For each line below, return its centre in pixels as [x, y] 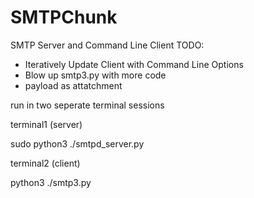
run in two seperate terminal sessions [87, 105]
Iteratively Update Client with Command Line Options [134, 64]
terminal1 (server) [46, 124]
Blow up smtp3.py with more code [95, 75]
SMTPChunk [64, 17]
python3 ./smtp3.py [51, 182]
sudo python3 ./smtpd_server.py [77, 143]
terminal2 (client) [45, 163]
